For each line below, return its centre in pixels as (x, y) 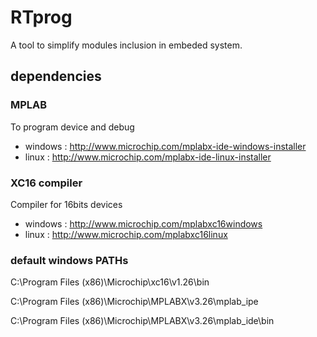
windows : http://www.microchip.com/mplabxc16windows (143, 223)
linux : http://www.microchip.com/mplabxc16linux (126, 234)
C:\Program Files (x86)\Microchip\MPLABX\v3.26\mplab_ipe (134, 302)
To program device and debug (72, 127)
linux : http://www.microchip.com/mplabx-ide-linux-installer (148, 157)
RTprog (41, 17)
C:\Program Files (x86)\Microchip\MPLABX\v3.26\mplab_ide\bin (142, 321)
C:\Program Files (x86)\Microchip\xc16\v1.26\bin (110, 282)
